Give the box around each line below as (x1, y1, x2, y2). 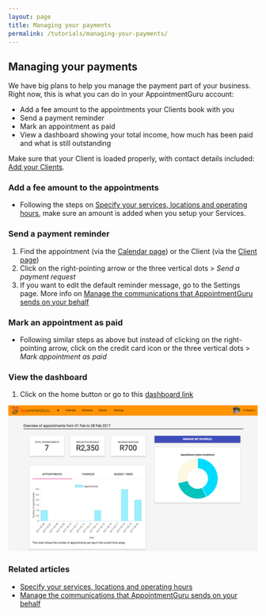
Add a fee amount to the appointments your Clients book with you (19, 105, 235, 114)
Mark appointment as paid (19, 352, 107, 361)
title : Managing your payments (8, 21, 112, 29)
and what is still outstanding (19, 139, 112, 148)
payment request (19, 271, 76, 281)
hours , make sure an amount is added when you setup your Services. (19, 209, 247, 218)
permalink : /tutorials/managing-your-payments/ (8, 29, 169, 37)
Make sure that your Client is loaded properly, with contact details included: (8, 154, 255, 164)
